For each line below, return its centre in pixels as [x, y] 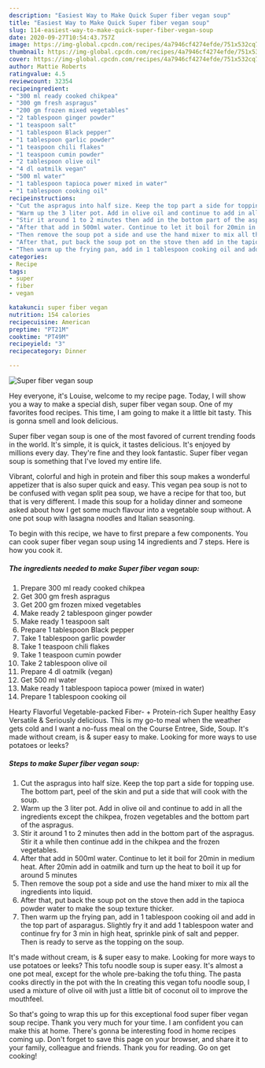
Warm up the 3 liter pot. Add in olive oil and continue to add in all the [131, 808]
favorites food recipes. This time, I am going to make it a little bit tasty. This [131, 412]
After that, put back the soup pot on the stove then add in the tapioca [132, 900]
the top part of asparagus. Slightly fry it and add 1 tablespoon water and [137, 925]
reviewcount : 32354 [41, 81]
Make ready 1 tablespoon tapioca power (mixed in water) [112, 688]
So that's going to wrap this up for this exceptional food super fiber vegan [129, 1014]
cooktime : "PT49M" [39, 337]
